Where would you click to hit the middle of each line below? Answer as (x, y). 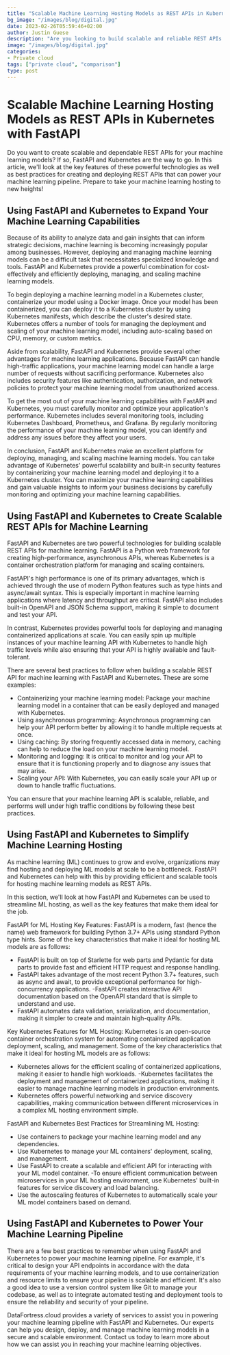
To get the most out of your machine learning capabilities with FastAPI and (112, 401)
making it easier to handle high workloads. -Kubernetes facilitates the (115, 1074)
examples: (22, 685)
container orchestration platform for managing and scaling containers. (106, 565)
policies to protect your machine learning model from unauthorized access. (113, 388)
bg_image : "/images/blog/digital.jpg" (62, 20)
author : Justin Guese (38, 33)
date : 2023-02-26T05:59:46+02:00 (55, 26)
